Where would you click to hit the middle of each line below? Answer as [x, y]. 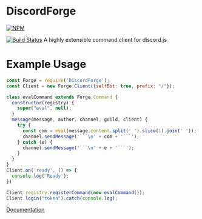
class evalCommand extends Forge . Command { [62, 97]
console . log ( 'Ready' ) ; [40, 176]
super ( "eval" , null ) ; [44, 108]
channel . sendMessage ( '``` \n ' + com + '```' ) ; [81, 136]
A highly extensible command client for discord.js [105, 39]
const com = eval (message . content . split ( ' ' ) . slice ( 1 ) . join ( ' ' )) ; [109, 131]
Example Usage [46, 64]
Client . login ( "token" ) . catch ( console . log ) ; [62, 198]
